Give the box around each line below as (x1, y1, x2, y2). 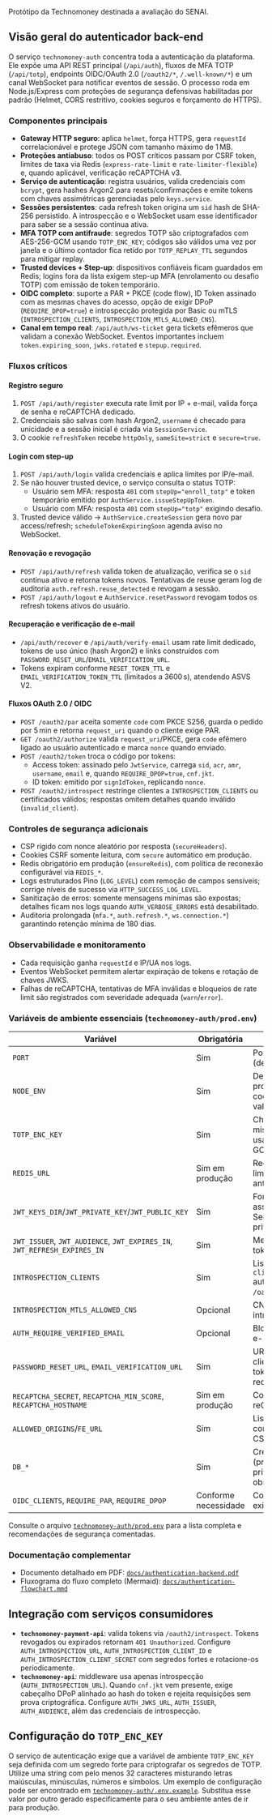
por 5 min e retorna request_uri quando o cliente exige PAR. (19, 725, 221, 736)
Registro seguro (8, 380, 63, 390)
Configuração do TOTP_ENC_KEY (8, 1729, 164, 1743)
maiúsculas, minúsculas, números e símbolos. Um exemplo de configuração (8, 1776, 262, 1786)
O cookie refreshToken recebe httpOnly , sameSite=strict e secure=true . (19, 433, 261, 442)
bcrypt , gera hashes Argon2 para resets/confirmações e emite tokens (19, 186, 253, 195)
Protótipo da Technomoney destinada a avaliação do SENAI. (8, 7, 209, 16)
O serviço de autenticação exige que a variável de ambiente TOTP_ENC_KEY (8, 1750, 254, 1761)
